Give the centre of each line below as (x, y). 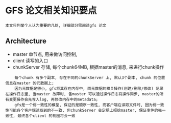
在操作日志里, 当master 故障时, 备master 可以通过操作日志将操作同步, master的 (82, 94)
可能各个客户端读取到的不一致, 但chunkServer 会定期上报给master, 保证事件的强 (86, 110)
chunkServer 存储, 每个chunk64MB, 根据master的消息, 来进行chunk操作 (88, 67)
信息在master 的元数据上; (30, 83)
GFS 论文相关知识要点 (51, 11)
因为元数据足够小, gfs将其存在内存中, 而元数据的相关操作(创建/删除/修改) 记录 (89, 88)
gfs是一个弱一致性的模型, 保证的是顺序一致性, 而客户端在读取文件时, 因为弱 (86, 105)
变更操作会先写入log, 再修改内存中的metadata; (54, 99)
